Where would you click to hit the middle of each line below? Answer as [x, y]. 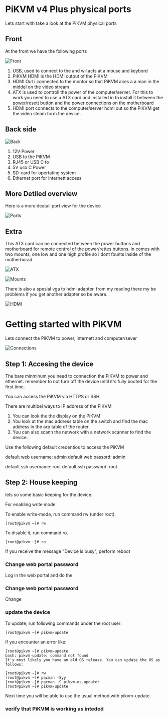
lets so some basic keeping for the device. [49, 494]
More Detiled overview [41, 194]
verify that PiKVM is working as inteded [54, 708]
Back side [21, 129]
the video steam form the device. [47, 113]
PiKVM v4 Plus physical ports [68, 9]
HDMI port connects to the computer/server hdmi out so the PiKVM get [86, 108]
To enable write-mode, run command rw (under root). [61, 514]
